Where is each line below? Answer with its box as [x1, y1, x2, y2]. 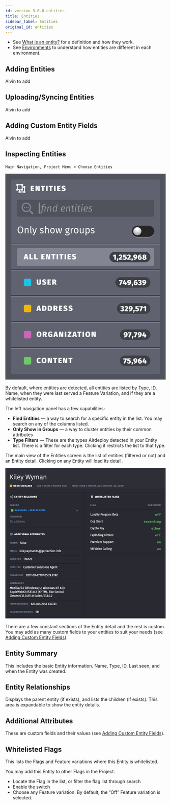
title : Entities [5, 13, 40, 19]
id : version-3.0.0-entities [5, 8, 65, 13]
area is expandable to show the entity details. [5, 702, 100, 708]
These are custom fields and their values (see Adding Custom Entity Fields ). [5, 730, 165, 737]
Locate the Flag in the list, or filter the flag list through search [12, 778, 141, 785]
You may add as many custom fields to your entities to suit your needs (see [5, 629, 163, 635]
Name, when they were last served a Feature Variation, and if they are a [5, 390, 155, 396]
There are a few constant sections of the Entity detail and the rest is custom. [5, 623, 165, 629]
